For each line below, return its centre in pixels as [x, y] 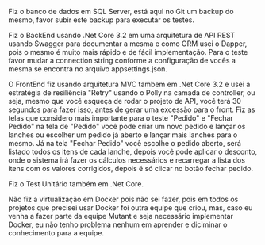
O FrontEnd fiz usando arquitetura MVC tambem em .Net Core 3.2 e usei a [129, 84]
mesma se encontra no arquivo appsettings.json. [88, 69]
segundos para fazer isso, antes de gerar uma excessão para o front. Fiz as [132, 109]
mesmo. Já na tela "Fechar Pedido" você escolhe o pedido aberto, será [125, 143]
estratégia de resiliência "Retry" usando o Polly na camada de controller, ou [132, 93]
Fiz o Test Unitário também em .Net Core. [76, 184]
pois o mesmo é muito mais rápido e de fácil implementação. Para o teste [128, 52]
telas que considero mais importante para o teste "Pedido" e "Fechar [121, 118]
